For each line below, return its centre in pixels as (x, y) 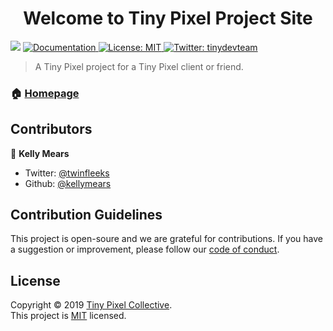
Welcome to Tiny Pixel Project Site (168, 18)
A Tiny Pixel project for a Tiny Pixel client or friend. (139, 66)
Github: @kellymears (68, 183)
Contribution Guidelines (86, 215)
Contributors (51, 129)
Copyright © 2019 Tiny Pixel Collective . (91, 305)
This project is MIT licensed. (68, 316)
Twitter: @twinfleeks (67, 173)
